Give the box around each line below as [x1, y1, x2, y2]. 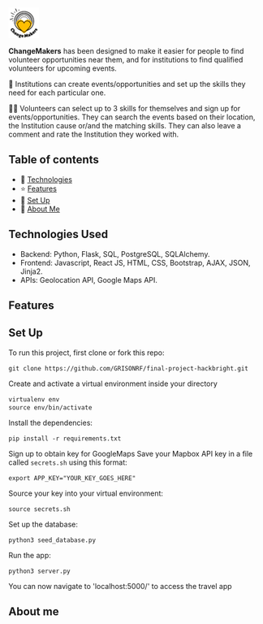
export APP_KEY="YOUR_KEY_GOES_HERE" [8, 474, 136, 482]
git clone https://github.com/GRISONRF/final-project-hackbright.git [8, 364, 249, 372]
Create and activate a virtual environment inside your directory [8, 379, 218, 388]
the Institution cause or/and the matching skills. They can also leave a [8, 121, 242, 130]
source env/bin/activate [8, 403, 93, 412]
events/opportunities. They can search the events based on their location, [8, 112, 256, 122]
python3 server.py [8, 567, 71, 575]
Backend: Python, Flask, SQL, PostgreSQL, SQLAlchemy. [19, 249, 210, 258]
